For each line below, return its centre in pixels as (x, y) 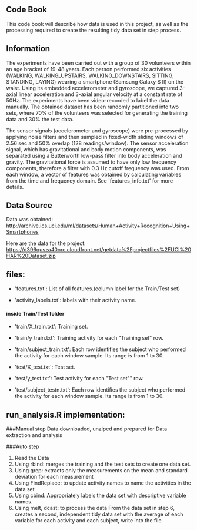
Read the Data (32, 458)
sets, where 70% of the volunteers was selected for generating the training (97, 113)
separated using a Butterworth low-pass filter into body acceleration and (94, 155)
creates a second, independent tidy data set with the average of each (99, 514)
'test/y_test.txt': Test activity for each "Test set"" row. (79, 379)
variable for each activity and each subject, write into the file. (89, 521)
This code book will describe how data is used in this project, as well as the (97, 24)
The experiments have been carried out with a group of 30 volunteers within (98, 63)
